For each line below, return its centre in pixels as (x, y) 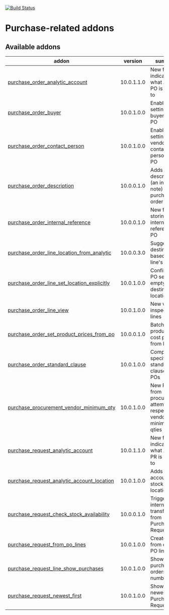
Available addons (33, 47)
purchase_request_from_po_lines (47, 545)
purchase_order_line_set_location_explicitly (59, 283)
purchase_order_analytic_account (48, 82)
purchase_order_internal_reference (49, 222)
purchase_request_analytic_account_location (61, 481)
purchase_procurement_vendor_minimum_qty (62, 408)
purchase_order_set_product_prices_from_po (61, 334)
